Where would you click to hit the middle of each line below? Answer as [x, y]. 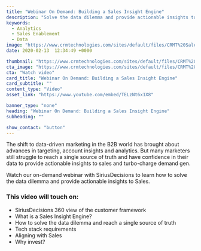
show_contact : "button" [36, 127]
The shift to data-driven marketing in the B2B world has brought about [93, 145]
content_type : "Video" [34, 89]
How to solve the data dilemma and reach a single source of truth [95, 222]
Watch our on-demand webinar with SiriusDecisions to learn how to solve [97, 175]
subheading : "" [25, 117]
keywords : [19, 23]
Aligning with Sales [38, 235]
